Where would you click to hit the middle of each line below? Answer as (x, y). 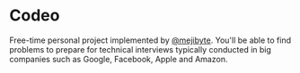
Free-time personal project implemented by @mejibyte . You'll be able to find (150, 40)
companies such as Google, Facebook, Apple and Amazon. (119, 59)
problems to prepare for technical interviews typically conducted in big (141, 49)
